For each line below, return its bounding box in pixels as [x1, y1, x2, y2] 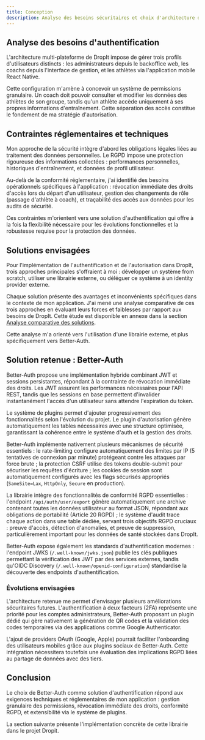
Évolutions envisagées [6, 583, 75, 592]
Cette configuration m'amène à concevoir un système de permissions [6, 85, 182, 92]
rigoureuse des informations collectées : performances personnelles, [6, 158, 180, 165]
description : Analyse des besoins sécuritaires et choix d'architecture [6, 15, 195, 21]
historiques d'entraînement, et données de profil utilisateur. [6, 165, 155, 172]
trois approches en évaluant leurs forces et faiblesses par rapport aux [6, 306, 182, 313]
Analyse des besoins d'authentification [6, 37, 160, 48]
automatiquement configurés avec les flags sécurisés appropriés [6, 473, 170, 480]
